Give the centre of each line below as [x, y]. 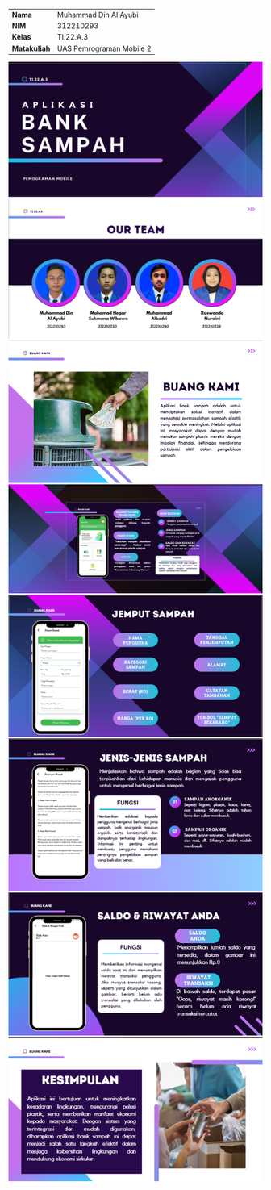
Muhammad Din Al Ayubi [98, 15]
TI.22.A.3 [73, 37]
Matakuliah [31, 48]
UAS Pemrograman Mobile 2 [104, 48]
